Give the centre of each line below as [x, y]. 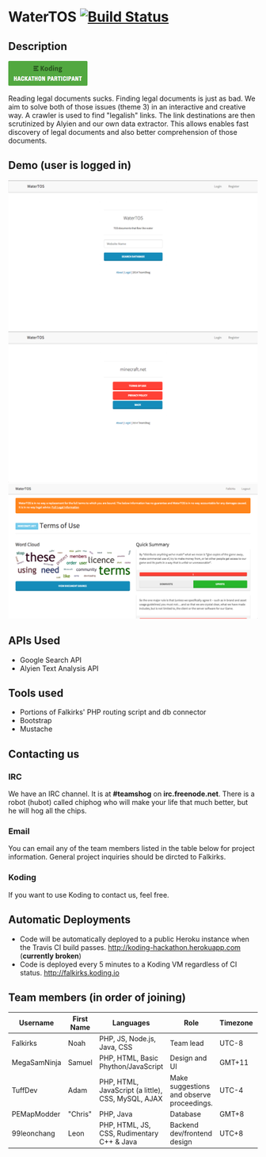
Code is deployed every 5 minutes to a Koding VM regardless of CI [128, 964]
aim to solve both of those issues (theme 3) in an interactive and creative [127, 107]
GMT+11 [234, 1062]
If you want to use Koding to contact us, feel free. [89, 895]
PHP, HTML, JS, [125, 1125]
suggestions [190, 1086]
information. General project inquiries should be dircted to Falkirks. [117, 857]
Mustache [36, 729]
